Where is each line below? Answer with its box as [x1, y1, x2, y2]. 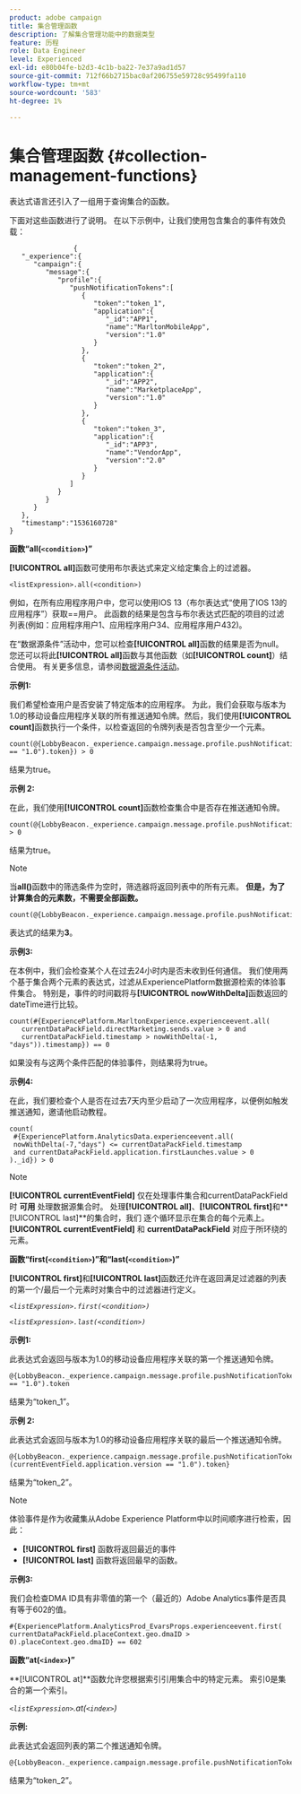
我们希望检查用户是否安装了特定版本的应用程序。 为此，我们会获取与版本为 [9, 699, 287, 710]
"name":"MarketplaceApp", [105, 386, 202, 394]
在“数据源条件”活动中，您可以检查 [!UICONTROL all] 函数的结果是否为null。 [9, 638, 284, 650]
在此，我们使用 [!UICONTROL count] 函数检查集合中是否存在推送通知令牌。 [9, 802, 285, 813]
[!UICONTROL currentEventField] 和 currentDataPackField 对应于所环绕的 [9, 1224, 288, 1235]
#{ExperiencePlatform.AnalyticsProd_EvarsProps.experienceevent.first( [9, 1622, 282, 1632]
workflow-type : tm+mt [9, 80, 90, 89]
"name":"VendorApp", [105, 448, 182, 457]
